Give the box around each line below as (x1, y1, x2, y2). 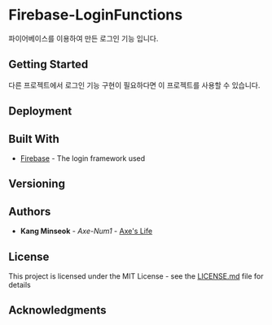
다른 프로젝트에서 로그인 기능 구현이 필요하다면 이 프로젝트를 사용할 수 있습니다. (8, 80, 261, 90)
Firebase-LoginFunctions (8, 6, 183, 24)
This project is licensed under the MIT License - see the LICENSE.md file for (8, 271, 264, 281)
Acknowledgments (8, 303, 107, 318)
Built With (8, 132, 59, 145)
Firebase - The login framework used (20, 153, 146, 163)
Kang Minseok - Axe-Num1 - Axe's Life (20, 226, 153, 236)
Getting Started (8, 58, 89, 71)
